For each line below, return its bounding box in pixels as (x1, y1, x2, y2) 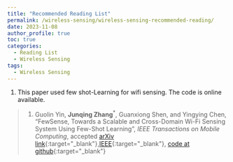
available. (17, 95, 45, 103)
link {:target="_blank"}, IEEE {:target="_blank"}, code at (34, 140, 190, 148)
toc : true (7, 36, 36, 43)
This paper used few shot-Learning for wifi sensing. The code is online (17, 88, 222, 96)
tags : (7, 62, 23, 69)
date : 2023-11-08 (7, 23, 58, 30)
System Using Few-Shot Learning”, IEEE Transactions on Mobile (34, 125, 220, 133)
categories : (7, 43, 42, 50)
